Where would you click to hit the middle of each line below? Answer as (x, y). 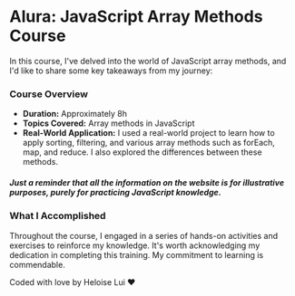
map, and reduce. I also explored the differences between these (142, 152)
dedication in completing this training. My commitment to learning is (137, 254)
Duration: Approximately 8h (74, 114)
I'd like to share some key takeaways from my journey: (111, 71)
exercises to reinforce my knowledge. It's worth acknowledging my (135, 245)
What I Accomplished (58, 216)
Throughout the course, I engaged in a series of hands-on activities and (144, 235)
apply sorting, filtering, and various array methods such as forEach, (148, 143)
